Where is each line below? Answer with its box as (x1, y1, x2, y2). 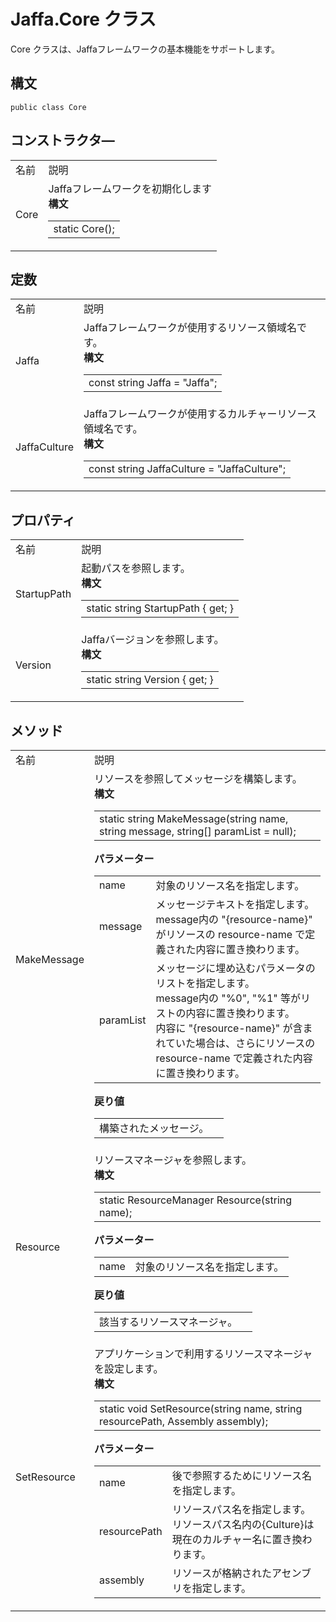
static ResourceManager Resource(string (98, 1193, 293, 1207)
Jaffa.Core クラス (10, 8, 157, 31)
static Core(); (53, 221, 115, 235)
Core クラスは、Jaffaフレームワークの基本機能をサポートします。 (10, 43, 280, 55)
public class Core (10, 102, 87, 112)
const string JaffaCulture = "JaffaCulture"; (88, 462, 287, 476)
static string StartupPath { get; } (86, 601, 235, 615)
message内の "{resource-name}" (155, 913, 313, 926)
